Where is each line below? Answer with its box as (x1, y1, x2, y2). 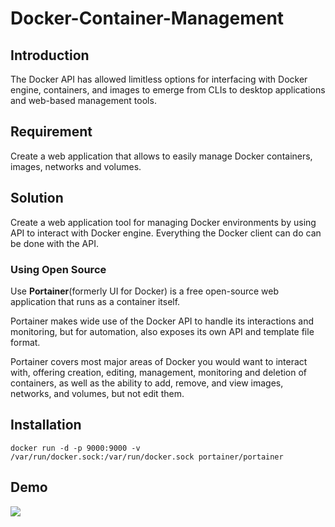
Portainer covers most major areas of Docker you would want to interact (10, 355, 308, 367)
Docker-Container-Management (10, 7, 285, 30)
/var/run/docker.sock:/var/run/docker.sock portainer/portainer (10, 452, 284, 462)
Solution (10, 190, 64, 207)
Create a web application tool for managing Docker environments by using (10, 216, 317, 228)
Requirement (10, 123, 93, 141)
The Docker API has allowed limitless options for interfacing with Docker (10, 73, 308, 85)
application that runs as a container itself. (10, 295, 181, 307)
